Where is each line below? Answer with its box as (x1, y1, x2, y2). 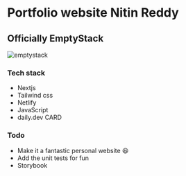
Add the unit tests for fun (17, 154, 89, 162)
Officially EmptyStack (7, 33, 104, 44)
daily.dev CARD (17, 113, 62, 122)
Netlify (17, 98, 37, 107)
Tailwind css (17, 91, 53, 100)
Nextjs (17, 84, 36, 92)
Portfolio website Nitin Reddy (7, 5, 179, 21)
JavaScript (17, 106, 49, 114)
